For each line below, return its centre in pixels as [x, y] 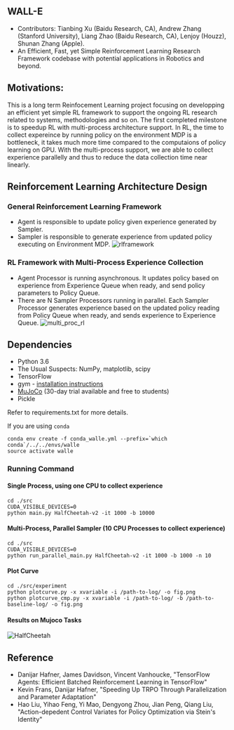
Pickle [26, 399]
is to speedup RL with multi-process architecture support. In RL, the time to [116, 127]
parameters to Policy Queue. [58, 293]
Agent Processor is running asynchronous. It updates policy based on [118, 278]
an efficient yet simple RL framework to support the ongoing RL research [112, 112]
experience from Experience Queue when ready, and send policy [111, 285]
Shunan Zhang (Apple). [51, 43]
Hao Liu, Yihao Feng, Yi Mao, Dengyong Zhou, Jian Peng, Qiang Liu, [115, 704]
